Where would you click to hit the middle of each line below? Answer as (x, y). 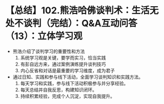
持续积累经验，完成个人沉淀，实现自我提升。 (68, 96)
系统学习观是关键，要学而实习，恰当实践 (63, 57)
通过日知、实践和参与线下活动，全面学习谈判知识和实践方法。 (78, 77)
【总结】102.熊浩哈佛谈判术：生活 (77, 11)
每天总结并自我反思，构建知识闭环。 (59, 90)
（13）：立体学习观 (44, 36)
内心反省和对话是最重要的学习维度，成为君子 (68, 70)
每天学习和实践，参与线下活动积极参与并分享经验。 (74, 83)
